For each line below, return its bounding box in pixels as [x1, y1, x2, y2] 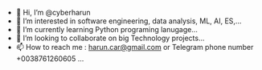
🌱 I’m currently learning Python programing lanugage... [15, 25, 199, 34]
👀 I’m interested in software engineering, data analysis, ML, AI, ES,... [15, 16, 242, 26]
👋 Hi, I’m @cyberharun [15, 8, 91, 17]
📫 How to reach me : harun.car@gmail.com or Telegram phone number [15, 43, 254, 51]
